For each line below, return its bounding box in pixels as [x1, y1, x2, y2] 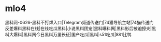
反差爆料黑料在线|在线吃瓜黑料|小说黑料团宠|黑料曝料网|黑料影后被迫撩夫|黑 [5, 25, 156, 31]
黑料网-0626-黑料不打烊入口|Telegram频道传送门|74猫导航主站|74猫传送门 [5, 19, 154, 25]
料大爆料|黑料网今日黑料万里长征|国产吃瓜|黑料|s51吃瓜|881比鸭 [5, 31, 132, 37]
